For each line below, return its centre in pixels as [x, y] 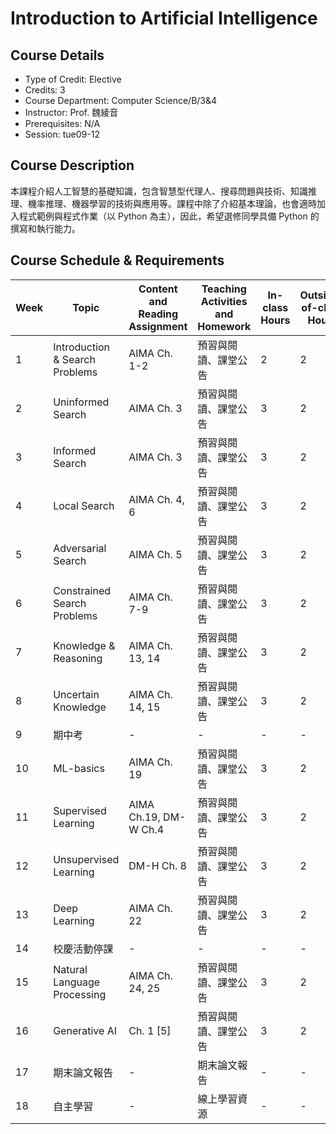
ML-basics [79, 768]
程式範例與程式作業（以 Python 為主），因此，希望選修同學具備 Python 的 [169, 216]
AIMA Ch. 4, [156, 499]
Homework [224, 326]
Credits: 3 [45, 90]
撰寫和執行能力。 [45, 228]
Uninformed [81, 402]
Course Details [57, 55]
